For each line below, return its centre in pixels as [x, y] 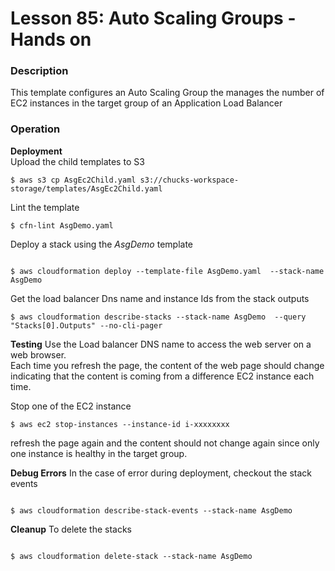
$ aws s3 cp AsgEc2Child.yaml [73, 180]
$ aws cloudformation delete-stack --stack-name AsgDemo [131, 556]
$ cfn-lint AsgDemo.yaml [62, 225]
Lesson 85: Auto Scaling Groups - [153, 18]
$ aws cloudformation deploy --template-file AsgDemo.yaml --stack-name [167, 271]
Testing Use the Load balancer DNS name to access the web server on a [161, 344]
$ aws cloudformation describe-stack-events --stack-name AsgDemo [151, 510]
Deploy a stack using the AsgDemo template [101, 244]
